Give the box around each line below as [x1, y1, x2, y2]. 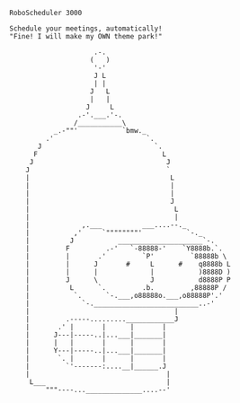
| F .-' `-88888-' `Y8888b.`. [25, 244, 223, 253]
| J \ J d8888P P [25, 276, 231, 285]
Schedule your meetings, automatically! [9, 24, 164, 33]
